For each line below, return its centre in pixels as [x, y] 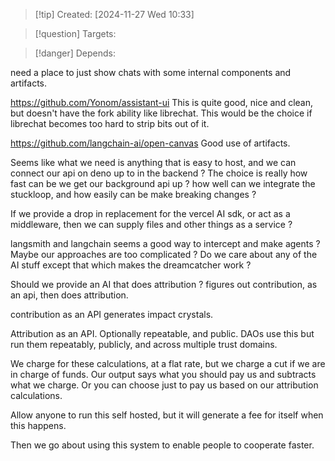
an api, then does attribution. [69, 295]
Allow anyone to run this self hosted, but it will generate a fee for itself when [167, 415]
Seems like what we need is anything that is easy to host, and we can [153, 162]
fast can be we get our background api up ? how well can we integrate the [163, 183]
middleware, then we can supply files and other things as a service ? [151, 224]
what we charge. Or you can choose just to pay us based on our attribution [164, 385]
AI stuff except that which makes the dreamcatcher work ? [131, 265]
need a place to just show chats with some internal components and [151, 72]
